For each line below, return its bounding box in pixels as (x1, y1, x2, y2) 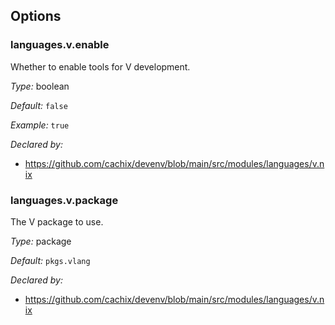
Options (10, 8, 62, 25)
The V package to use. (10, 215, 104, 228)
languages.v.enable (10, 38, 110, 52)
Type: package (10, 235, 72, 247)
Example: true (10, 119, 70, 131)
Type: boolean (10, 80, 70, 92)
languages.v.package (10, 193, 119, 207)
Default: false (10, 99, 68, 111)
